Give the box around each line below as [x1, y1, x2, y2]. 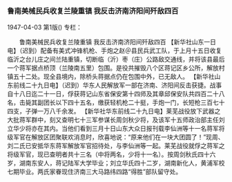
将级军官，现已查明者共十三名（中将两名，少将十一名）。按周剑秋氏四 [7, 150, 204, 158]
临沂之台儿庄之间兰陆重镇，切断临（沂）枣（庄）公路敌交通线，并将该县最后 [7, 55, 225, 64]
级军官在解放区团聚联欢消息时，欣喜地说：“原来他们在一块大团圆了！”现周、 [7, 133, 224, 141]
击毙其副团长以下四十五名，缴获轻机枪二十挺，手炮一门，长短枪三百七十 [19, 98, 225, 107]
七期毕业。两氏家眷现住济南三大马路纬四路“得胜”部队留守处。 [7, 167, 182, 176]
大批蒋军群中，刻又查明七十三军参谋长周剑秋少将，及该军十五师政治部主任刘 [7, 116, 225, 124]
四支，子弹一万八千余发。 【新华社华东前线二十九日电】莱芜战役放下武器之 [7, 107, 221, 116]
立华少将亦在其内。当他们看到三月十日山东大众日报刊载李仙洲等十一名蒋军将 [7, 125, 225, 133]
